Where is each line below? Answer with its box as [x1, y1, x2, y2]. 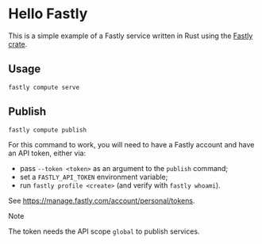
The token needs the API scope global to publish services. [8, 227, 200, 236]
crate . [8, 39, 28, 48]
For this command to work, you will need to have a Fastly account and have [8, 139, 255, 149]
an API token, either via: [8, 148, 86, 158]
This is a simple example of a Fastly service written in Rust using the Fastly [8, 31, 253, 40]
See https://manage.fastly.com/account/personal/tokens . [8, 196, 195, 205]
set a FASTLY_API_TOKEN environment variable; [19, 172, 168, 181]
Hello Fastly [8, 5, 88, 23]
